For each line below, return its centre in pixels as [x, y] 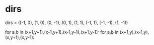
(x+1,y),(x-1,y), [134, 32]
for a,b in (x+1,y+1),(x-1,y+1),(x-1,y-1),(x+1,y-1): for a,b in [62, 32]
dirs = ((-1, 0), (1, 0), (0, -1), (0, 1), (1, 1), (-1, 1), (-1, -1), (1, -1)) [67, 22]
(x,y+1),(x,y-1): [20, 37]
